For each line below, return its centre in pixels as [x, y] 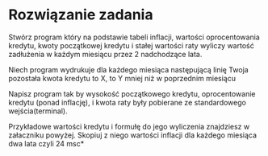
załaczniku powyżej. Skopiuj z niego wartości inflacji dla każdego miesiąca [132, 135]
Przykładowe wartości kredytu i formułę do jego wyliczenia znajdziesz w [129, 126]
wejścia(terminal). [38, 111]
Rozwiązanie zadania [81, 15]
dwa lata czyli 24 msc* [46, 143]
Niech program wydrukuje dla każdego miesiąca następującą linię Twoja [128, 69]
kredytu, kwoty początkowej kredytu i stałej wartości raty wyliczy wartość [131, 45]
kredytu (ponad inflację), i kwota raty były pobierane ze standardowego [127, 102]
